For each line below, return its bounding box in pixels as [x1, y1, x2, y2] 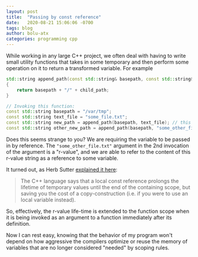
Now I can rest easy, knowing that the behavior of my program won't [6, 231, 173, 239]
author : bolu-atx [6, 31, 49, 37]
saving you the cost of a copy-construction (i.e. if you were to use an [20, 190, 189, 197]
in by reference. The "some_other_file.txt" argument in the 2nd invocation [6, 142, 190, 149]
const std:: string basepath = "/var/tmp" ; [6, 108, 112, 115]
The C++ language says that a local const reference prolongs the [20, 177, 179, 184]
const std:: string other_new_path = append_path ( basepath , [6, 125, 154, 131]
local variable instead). [20, 196, 76, 203]
